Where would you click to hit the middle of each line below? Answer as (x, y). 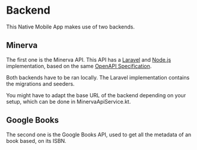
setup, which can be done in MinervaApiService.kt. (69, 101)
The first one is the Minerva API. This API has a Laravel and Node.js (89, 59)
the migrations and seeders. (41, 84)
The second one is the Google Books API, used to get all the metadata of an (99, 135)
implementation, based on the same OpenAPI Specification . (79, 66)
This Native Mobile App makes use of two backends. (71, 27)
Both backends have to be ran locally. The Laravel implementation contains (98, 77)
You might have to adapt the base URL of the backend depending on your (96, 95)
